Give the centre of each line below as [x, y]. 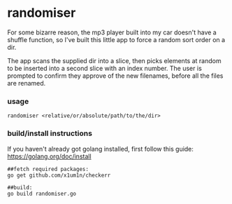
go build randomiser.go [42, 193]
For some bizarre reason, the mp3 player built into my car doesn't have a [112, 32]
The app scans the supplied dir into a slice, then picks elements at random [114, 60]
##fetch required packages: [48, 169]
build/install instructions [50, 133]
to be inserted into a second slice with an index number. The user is [105, 68]
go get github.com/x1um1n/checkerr [59, 175]
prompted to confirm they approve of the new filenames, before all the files [115, 76]
